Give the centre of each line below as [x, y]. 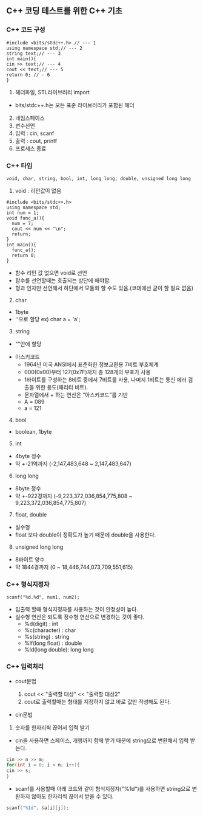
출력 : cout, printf [36, 141]
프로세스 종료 [31, 148]
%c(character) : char [50, 630]
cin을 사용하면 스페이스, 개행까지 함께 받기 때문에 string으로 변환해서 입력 [102, 740]
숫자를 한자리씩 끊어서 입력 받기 [52, 727]
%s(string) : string [47, 637]
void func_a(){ [25, 218]
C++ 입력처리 [25, 667]
